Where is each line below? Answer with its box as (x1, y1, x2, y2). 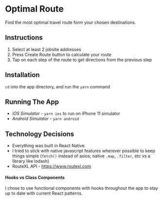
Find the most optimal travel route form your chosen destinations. (5, 19, 136, 25)
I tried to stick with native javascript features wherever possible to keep (12, 148, 156, 154)
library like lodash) (12, 158, 50, 164)
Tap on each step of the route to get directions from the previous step (12, 57, 152, 63)
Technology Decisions (5, 130, 74, 138)
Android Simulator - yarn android (12, 116, 79, 122)
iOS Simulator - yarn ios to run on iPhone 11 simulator (12, 111, 120, 117)
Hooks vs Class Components (5, 174, 65, 180)
